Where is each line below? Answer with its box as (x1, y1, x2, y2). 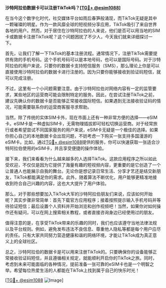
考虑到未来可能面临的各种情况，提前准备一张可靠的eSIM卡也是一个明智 (5, 261, 150, 267)
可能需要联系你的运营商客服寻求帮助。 (13, 104, 92, 110)
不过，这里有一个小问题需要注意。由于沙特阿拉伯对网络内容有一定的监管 (5, 86, 152, 91)
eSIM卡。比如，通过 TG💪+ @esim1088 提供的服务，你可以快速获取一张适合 (5, 139, 156, 145)
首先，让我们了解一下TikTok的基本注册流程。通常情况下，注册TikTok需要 (5, 50, 153, 56)
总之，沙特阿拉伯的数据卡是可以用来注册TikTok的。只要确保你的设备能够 (5, 249, 153, 254)
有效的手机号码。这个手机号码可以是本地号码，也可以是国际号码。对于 (9, 57, 152, 62)
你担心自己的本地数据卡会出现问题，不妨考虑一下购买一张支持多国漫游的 (5, 133, 152, 139)
